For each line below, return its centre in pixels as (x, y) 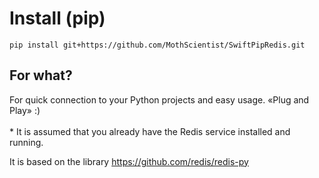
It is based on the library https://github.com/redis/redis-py (129, 161)
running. (26, 142)
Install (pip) (57, 18)
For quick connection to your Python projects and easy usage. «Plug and (159, 99)
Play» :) (25, 110)
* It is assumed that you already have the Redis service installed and (150, 131)
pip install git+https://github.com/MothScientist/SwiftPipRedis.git (157, 45)
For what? (41, 75)
